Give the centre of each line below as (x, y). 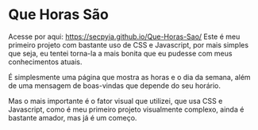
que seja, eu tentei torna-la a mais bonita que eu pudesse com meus (120, 53)
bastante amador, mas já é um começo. (73, 117)
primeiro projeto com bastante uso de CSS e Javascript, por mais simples (128, 44)
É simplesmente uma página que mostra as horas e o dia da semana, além (130, 77)
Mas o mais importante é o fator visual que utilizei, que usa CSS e (116, 101)
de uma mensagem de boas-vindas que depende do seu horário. (114, 86)
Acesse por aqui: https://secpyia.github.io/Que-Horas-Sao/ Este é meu (124, 36)
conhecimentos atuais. (45, 62)
